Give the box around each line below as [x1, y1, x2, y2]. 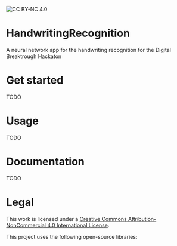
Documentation [6, 155, 85, 168]
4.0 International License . [47, 222, 110, 229]
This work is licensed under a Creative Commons [6, 215, 127, 222]
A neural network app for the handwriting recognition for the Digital [6, 46, 172, 53]
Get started [6, 73, 64, 87]
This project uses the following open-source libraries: [6, 233, 138, 240]
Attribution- [128, 215, 157, 222]
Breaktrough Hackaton [6, 53, 62, 60]
